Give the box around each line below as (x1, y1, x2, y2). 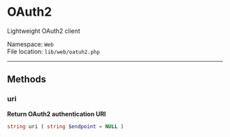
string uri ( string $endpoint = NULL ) (7, 123, 125, 130)
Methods (7, 73, 47, 86)
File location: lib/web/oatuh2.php (7, 47, 101, 55)
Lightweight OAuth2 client (7, 27, 81, 35)
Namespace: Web (7, 40, 54, 48)
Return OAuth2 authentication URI (7, 110, 106, 118)
